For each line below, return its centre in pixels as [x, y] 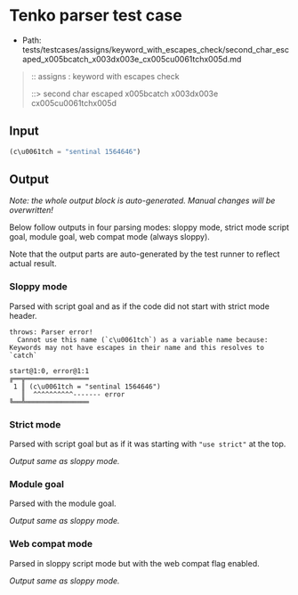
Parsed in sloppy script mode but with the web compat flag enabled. [134, 563]
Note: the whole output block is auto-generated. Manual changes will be [142, 200]
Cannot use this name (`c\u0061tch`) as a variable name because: [143, 339]
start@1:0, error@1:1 [49, 371]
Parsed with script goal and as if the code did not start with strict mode [139, 306]
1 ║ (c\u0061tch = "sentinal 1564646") [87, 387]
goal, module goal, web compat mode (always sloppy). [110, 237]
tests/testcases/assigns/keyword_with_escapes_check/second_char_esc [155, 49]
